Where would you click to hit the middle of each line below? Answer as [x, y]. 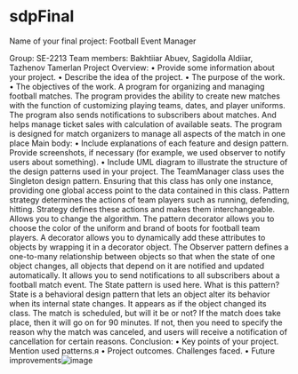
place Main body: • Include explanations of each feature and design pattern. [149, 143]
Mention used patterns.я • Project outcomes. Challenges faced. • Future [142, 350]
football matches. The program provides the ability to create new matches [145, 96]
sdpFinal [42, 16]
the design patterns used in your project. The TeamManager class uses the [147, 171]
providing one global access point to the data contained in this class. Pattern [149, 190]
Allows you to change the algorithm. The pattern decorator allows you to [142, 219]
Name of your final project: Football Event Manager [103, 41]
